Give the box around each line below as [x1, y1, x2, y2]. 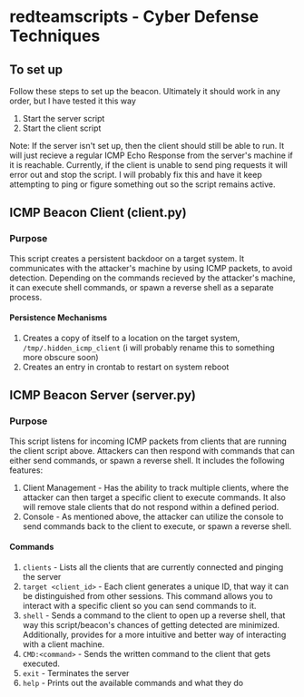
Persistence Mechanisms [9, 312, 107, 323]
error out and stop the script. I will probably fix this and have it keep [9, 170, 262, 180]
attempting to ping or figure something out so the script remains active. [9, 179, 276, 190]
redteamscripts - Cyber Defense [9, 6, 260, 27]
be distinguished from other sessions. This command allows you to [22, 590, 274, 601]
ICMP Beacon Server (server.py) [9, 388, 197, 403]
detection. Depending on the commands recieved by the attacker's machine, [9, 272, 296, 283]
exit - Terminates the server [22, 667, 130, 678]
